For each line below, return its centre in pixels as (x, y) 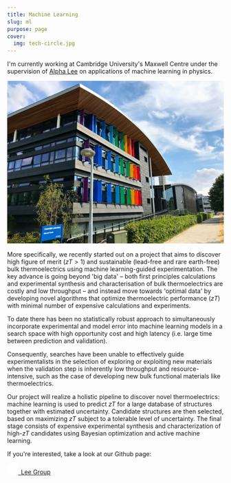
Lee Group (36, 472)
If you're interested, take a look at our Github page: (79, 454)
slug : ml (20, 22)
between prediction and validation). (57, 341)
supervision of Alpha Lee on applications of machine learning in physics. (110, 72)
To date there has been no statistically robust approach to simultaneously (111, 319)
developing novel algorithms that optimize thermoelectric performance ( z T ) (114, 299)
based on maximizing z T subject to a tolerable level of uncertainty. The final (114, 419)
